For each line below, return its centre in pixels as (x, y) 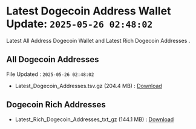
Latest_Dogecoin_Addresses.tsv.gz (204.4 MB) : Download (88, 86)
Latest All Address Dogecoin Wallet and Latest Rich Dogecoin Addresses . (98, 40)
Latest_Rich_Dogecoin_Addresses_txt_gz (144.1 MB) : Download (94, 119)
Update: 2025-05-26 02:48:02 (80, 24)
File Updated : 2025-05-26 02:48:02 (50, 74)
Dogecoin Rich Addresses (56, 105)
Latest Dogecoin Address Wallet (89, 11)
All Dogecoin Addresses (53, 59)
